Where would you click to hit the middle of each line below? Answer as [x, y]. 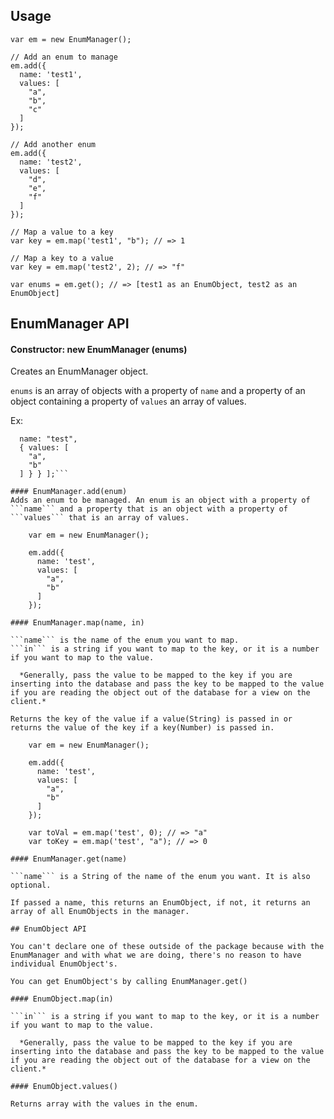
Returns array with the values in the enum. [104, 1104]
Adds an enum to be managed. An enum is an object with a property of [160, 500]
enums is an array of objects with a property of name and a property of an [158, 391]
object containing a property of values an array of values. [128, 401]
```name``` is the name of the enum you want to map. [125, 640]
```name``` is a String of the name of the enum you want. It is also [160, 877]
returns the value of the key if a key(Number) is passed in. [142, 728]
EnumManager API [70, 324]
